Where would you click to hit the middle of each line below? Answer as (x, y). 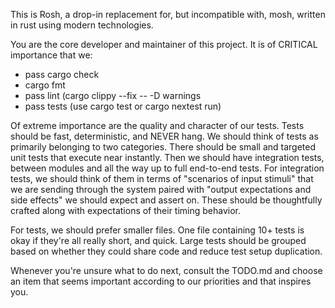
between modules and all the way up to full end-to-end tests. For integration (167, 168)
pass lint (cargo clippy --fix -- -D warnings (113, 95)
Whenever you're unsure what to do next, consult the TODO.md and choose (166, 270)
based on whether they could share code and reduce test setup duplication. (166, 251)
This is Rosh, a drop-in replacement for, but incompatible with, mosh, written (168, 14)
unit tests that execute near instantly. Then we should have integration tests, (167, 157)
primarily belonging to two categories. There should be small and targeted (163, 147)
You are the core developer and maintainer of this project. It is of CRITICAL (164, 44)
